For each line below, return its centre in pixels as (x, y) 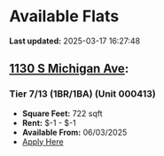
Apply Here (43, 141)
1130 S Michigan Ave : (69, 69)
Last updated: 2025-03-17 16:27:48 (74, 41)
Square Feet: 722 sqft (62, 113)
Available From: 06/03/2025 (74, 132)
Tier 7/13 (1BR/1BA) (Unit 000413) (83, 94)
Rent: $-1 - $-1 (49, 122)
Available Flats (64, 16)
